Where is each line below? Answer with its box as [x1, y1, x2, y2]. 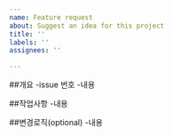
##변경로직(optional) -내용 [9, 117, 104, 128]
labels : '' [9, 37, 50, 47]
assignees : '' [9, 46, 62, 55]
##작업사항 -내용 [9, 99, 68, 109]
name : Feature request [9, 12, 93, 22]
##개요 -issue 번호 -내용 [9, 79, 96, 90]
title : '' [9, 29, 46, 38]
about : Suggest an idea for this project [9, 21, 165, 30]
